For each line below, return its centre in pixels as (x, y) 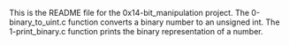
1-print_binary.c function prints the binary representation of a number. (136, 31)
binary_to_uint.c (38, 22)
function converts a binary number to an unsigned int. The (174, 22)
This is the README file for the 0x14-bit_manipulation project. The (129, 13)
